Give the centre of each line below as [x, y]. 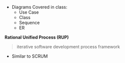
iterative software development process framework [68, 47]
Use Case [29, 12]
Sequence [29, 22]
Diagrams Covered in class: [39, 7]
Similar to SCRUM [30, 56]
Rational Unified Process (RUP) [37, 37]
